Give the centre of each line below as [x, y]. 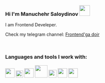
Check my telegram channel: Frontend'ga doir [52, 34]
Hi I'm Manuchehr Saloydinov [42, 14]
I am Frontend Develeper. [31, 25]
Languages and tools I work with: [46, 57]
